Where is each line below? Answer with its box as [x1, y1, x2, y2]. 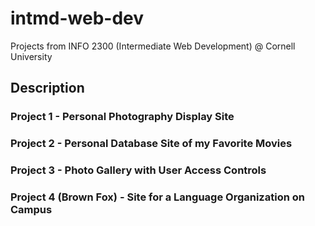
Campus [10, 203, 53, 217]
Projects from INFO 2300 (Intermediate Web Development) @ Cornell [10, 40, 296, 52]
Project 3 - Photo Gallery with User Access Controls [10, 163, 267, 177]
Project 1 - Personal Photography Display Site [10, 110, 235, 124]
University [10, 50, 53, 62]
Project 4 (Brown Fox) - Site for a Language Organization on [10, 190, 305, 204]
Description [10, 80, 85, 97]
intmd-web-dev [10, 7, 145, 30]
